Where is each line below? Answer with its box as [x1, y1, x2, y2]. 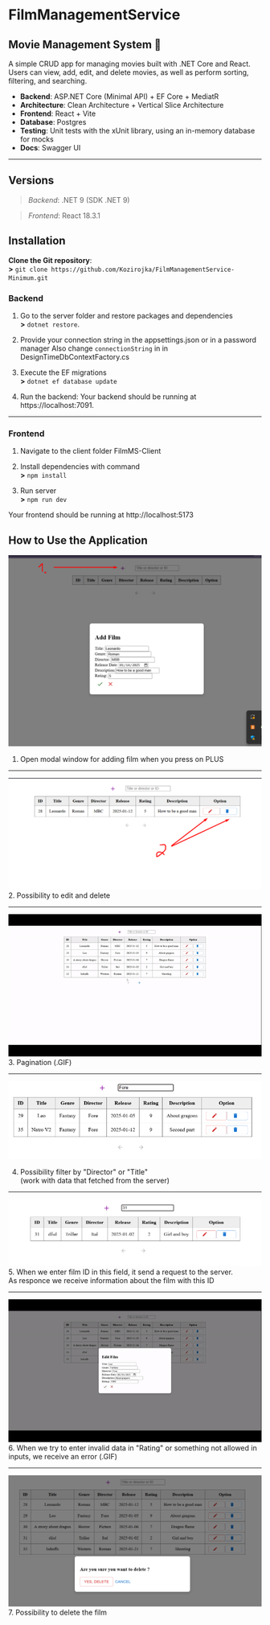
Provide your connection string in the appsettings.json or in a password [19, 335, 257, 344]
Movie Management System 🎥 [8, 38, 162, 51]
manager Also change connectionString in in [19, 344, 169, 353]
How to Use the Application [8, 533, 148, 547]
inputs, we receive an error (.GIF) [8, 1451, 118, 1461]
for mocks [19, 134, 54, 144]
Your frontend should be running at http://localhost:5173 [8, 510, 194, 520]
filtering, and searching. [8, 76, 88, 85]
